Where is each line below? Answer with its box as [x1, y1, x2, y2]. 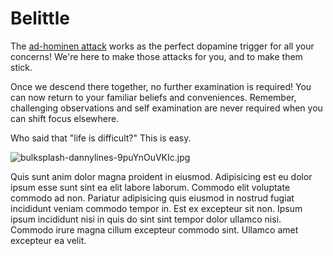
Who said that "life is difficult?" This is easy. [10, 132, 192, 144]
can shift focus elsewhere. [10, 112, 120, 124]
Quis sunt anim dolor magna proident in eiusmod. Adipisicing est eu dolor [10, 170, 313, 182]
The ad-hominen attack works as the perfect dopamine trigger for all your [10, 40, 315, 52]
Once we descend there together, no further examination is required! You [10, 80, 312, 92]
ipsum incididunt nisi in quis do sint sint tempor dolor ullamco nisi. [10, 213, 282, 225]
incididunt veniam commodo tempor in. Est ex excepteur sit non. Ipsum [10, 202, 303, 214]
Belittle [10, 7, 70, 30]
